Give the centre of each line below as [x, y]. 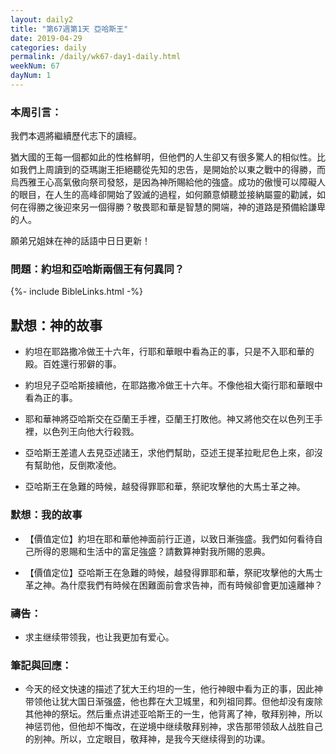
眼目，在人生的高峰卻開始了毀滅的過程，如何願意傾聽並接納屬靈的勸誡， [167, 195]
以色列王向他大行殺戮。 [91, 432]
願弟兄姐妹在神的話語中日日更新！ [80, 241]
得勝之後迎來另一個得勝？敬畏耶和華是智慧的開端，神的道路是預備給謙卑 [176, 207]
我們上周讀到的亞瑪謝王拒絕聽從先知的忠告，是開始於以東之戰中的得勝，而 [172, 170]
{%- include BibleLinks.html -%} [77, 292]
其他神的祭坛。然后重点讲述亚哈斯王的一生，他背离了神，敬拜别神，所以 [173, 714]
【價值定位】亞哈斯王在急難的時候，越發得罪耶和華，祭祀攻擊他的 [160, 572]
